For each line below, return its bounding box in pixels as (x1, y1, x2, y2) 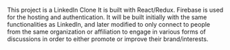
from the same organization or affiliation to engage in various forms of (7, 27, 207, 36)
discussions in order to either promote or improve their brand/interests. (7, 35, 209, 43)
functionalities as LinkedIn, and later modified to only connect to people (7, 21, 211, 28)
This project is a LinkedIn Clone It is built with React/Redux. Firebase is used (7, 6, 224, 14)
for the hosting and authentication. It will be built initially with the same (7, 13, 207, 21)
